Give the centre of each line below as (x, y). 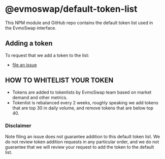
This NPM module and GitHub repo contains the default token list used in (79, 23)
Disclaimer (18, 126)
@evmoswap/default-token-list (71, 9)
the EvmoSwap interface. (31, 28)
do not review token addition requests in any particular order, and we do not (82, 142)
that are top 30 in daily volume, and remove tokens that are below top (83, 108)
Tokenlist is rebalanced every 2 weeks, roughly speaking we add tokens (85, 102)
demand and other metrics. (40, 97)
